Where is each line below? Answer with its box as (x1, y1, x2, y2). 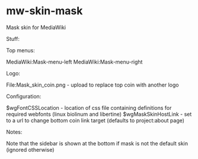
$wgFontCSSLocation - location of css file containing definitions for (6, 104, 172, 111)
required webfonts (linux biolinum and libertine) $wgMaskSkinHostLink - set (6, 110, 192, 117)
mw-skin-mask (6, 4, 83, 18)
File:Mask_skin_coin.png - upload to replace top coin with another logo (6, 81, 179, 88)
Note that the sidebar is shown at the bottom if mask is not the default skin (6, 139, 189, 147)
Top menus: (6, 46, 36, 54)
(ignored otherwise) (6, 146, 55, 153)
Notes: (6, 128, 23, 135)
